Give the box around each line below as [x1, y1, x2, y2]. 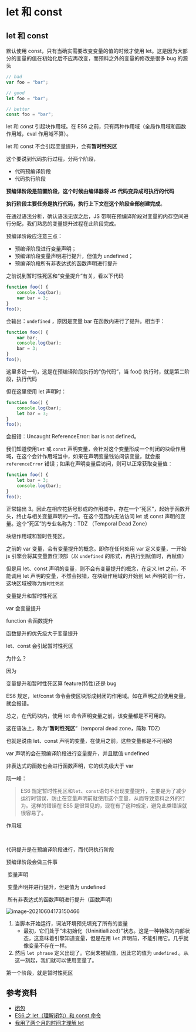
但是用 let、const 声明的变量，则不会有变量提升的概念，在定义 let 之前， [6, 565, 181, 572]
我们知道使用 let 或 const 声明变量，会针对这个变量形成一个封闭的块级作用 [6, 445, 186, 452]
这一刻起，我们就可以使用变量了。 [14, 957, 97, 964]
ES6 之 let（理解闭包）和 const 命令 [14, 1012, 102, 1019]
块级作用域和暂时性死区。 [6, 532, 68, 540]
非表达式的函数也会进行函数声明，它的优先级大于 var [6, 762, 134, 769]
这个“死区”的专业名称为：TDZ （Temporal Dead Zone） [16, 520, 151, 527]
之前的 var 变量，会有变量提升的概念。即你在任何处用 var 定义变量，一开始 [6, 545, 187, 552]
